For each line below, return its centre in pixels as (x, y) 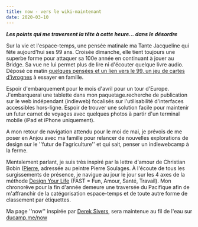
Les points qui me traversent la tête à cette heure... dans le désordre (92, 34)
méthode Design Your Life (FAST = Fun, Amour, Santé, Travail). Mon (89, 181)
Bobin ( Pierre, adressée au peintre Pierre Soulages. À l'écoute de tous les (95, 168)
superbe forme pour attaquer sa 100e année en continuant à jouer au (90, 58)
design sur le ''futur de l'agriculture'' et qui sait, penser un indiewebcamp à (98, 144)
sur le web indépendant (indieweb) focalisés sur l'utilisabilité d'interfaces (95, 101)
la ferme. (17, 150)
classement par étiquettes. (38, 200)
